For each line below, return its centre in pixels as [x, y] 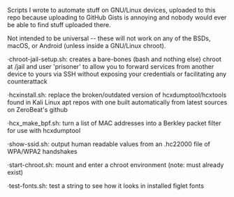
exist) [15, 172]
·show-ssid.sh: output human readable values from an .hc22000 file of [109, 144]
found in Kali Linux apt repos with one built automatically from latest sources [117, 102]
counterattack [27, 81]
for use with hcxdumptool [44, 131]
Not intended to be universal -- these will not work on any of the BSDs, [109, 38]
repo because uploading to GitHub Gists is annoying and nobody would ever [117, 17]
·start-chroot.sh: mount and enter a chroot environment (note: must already [116, 165]
